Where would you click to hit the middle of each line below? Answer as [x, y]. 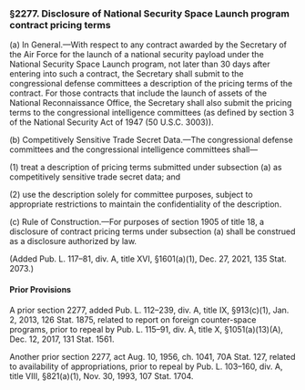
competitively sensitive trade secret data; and [95, 177]
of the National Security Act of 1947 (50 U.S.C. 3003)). [112, 122]
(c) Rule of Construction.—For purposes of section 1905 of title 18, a [137, 222]
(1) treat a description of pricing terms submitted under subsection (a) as [146, 168]
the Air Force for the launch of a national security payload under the [137, 55]
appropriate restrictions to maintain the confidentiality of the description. [146, 204]
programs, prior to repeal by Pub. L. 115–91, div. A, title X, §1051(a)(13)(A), [147, 329]
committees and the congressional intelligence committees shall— [133, 149]
